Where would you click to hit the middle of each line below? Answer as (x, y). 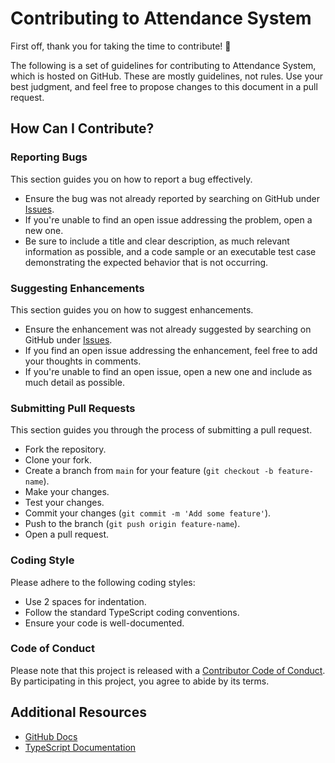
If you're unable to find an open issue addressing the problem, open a (168, 219)
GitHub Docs (51, 736)
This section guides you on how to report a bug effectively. (131, 179)
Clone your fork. (58, 460)
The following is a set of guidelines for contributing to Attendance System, (163, 65)
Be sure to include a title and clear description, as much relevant (157, 241)
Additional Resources (78, 712)
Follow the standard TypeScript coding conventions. (132, 612)
